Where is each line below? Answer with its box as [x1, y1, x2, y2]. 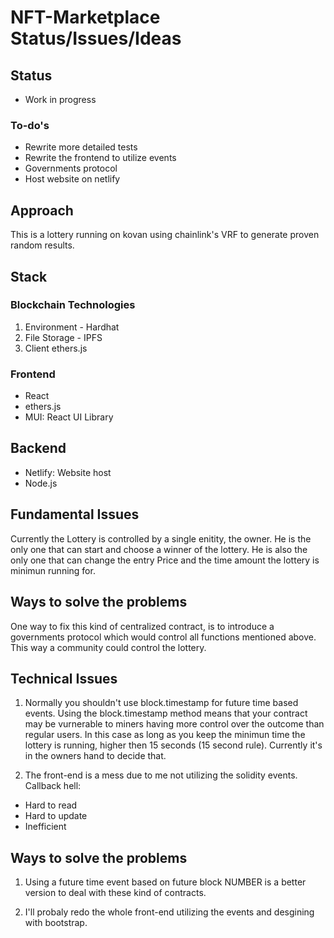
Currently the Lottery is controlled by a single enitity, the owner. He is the [10, 532, 312, 545]
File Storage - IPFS [24, 331, 103, 343]
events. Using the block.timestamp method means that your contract [24, 707, 308, 720]
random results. [10, 239, 75, 251]
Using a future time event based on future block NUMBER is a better [24, 876, 307, 888]
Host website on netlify [24, 173, 121, 185]
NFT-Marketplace [10, 6, 161, 29]
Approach [10, 202, 74, 219]
